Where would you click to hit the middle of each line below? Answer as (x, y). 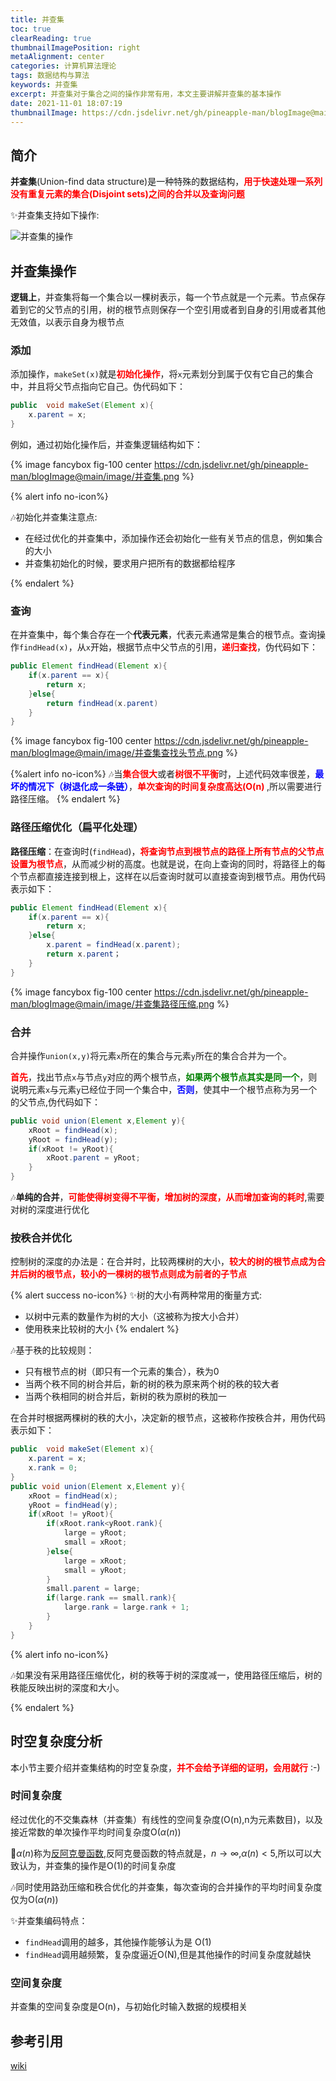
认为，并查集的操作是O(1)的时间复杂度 (97, 1865)
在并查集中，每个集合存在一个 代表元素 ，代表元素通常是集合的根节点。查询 (163, 635)
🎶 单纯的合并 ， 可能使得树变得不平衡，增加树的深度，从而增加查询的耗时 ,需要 (167, 1197)
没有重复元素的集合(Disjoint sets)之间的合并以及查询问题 (127, 194)
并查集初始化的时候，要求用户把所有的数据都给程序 (130, 563)
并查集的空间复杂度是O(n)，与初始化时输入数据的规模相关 (129, 2007)
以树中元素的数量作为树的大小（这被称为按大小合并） (134, 1317)
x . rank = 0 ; (53, 1468)
